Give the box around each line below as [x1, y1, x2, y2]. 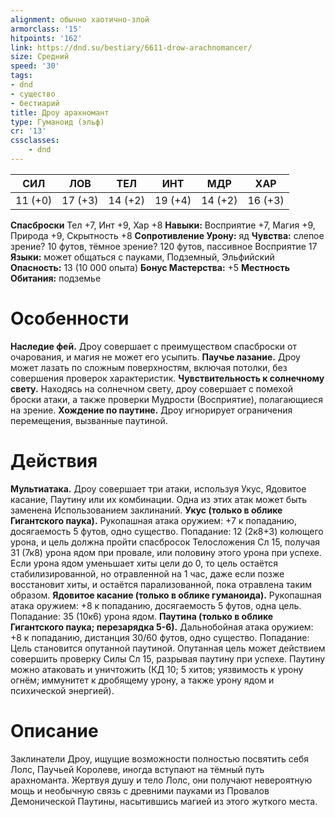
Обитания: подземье [10, 272, 102, 284]
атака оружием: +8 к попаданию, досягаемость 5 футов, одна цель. [10, 599, 302, 611]
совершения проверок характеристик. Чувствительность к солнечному [10, 372, 325, 384]
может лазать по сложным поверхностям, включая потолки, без [10, 361, 288, 373]
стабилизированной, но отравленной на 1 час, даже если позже [10, 567, 285, 580]
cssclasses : [10, 136, 60, 146]
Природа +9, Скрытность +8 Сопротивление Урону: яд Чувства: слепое [10, 229, 325, 241]
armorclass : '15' [10, 24, 83, 34]
